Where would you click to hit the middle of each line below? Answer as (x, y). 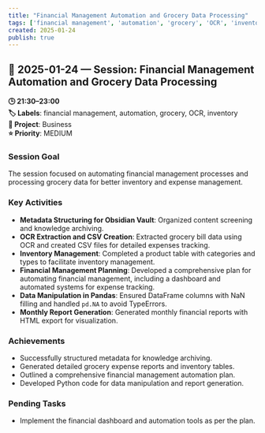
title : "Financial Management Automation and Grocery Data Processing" (128, 15)
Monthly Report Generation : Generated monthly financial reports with (134, 312)
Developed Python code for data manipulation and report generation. (132, 383)
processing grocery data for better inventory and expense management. (125, 182)
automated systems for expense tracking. (87, 287)
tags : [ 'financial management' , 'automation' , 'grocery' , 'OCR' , (118, 23)
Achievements (37, 341)
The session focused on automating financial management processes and (128, 174)
